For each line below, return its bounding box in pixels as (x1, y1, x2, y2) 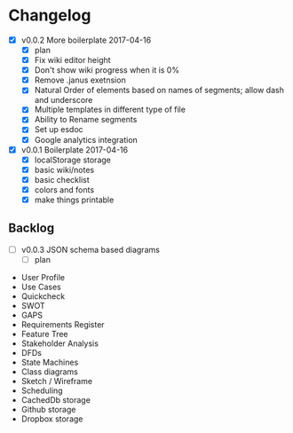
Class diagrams (20, 366, 79, 377)
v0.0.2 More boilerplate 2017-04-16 (20, 35, 152, 45)
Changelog (8, 5, 91, 26)
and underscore (34, 95, 93, 106)
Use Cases (20, 281, 61, 292)
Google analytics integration (34, 134, 139, 145)
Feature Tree (20, 328, 68, 339)
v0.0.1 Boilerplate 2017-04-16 (20, 144, 129, 155)
